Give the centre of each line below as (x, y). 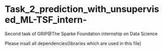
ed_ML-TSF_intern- (46, 20)
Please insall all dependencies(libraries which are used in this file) (73, 43)
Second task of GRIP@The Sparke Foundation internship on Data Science (81, 33)
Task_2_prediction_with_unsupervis (82, 9)
